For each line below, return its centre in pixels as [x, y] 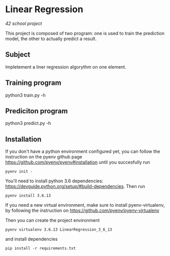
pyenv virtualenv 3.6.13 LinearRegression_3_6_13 [59, 230]
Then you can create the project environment [53, 220]
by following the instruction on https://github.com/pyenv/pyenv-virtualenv [82, 211]
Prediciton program [37, 111]
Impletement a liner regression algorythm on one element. [66, 67]
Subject [18, 55]
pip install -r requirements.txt [41, 248]
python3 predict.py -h [28, 123]
